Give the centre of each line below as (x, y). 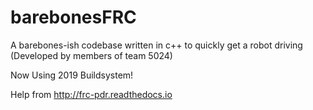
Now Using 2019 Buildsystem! (72, 75)
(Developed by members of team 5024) (91, 55)
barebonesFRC (73, 17)
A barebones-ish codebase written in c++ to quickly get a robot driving (156, 45)
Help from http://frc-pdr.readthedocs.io (91, 94)
